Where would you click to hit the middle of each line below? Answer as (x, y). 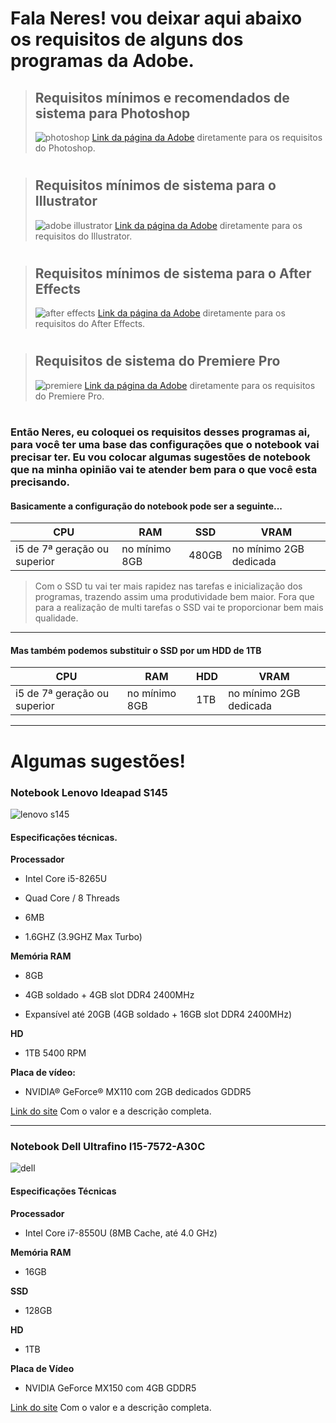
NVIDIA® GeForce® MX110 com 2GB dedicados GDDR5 (138, 1092)
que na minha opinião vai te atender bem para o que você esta (164, 470)
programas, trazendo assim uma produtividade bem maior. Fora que (174, 597)
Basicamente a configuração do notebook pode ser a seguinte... (146, 506)
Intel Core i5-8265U (66, 879)
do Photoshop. (65, 148)
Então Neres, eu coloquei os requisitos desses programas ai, (160, 432)
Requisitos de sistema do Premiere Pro (157, 361)
